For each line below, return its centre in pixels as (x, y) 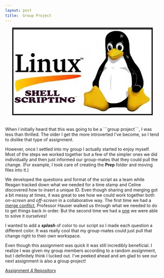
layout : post (18, 10)
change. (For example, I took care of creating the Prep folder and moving (79, 165)
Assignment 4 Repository (31, 270)
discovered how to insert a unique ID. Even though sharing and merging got (82, 190)
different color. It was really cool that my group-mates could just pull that (79, 230)
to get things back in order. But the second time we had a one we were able (82, 210)
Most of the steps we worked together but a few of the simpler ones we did (81, 154)
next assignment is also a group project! (46, 261)
